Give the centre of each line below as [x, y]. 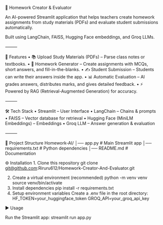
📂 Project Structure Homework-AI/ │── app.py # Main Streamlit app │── [78, 143]
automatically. [19, 27]
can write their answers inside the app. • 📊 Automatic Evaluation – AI [75, 77]
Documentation [21, 153]
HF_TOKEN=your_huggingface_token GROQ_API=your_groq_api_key [81, 198]
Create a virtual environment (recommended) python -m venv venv [80, 177]
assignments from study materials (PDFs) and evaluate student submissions [81, 22]
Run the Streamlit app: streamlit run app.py [48, 217]
